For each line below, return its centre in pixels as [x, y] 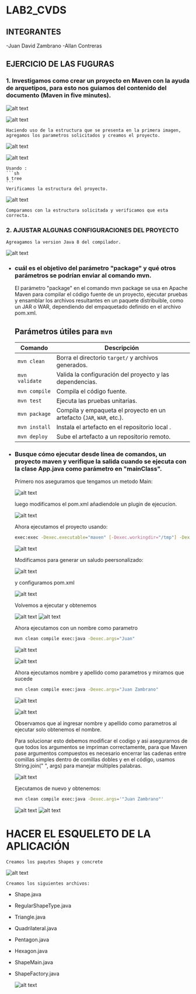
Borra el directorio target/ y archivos [107, 358]
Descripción [122, 348]
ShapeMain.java [34, 962]
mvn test [29, 401]
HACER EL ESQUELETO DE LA [78, 834]
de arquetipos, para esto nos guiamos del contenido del [86, 88]
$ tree [14, 178]
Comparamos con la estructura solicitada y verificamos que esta [87, 210]
